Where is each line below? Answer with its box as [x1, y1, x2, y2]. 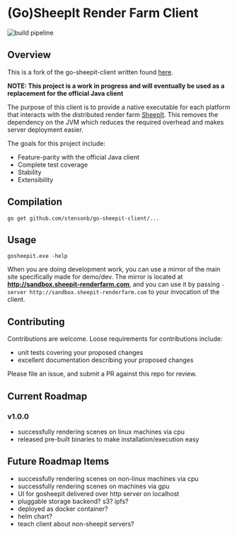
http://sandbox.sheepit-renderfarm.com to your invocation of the [29, 288, 220, 296]
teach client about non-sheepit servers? [17, 519, 134, 528]
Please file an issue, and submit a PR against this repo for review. [7, 370, 197, 378]
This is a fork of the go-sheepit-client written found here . [7, 67, 173, 76]
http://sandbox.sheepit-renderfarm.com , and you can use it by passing [7, 280, 221, 288]
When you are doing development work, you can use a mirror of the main [7, 265, 221, 274]
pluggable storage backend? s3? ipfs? [17, 497, 129, 505]
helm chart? [17, 512, 53, 520]
